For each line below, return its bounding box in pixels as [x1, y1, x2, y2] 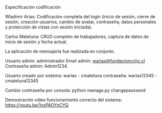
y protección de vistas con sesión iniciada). [5, 24, 93, 30]
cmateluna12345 [5, 78, 39, 84]
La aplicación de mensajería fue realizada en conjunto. [5, 49, 116, 54]
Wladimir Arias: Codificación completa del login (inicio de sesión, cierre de [5, 14, 156, 19]
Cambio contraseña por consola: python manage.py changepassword [5, 87, 146, 93]
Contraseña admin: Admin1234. [5, 63, 69, 69]
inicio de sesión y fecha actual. [5, 39, 68, 45]
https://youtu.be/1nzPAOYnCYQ [5, 102, 69, 108]
